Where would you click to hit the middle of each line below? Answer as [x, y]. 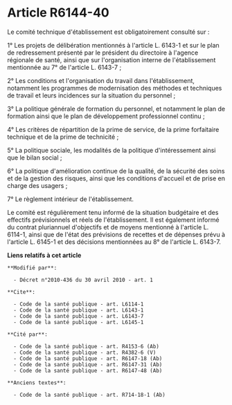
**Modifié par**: [32, 267]
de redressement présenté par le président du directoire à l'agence [103, 53]
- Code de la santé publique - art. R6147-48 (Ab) [88, 370]
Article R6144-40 [58, 13]
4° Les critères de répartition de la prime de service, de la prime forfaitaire [113, 129]
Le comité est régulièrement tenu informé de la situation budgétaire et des [113, 212]
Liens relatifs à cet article [44, 255]
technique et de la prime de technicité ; [63, 137]
